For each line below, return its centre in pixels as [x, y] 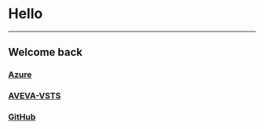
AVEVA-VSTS [35, 96]
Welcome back [45, 52]
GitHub [22, 117]
